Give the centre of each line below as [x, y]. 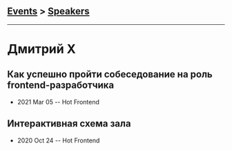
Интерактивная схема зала [69, 124]
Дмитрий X [41, 49]
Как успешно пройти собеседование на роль [110, 74]
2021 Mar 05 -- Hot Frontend [58, 102]
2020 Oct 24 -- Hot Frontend [58, 140]
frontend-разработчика [61, 85]
